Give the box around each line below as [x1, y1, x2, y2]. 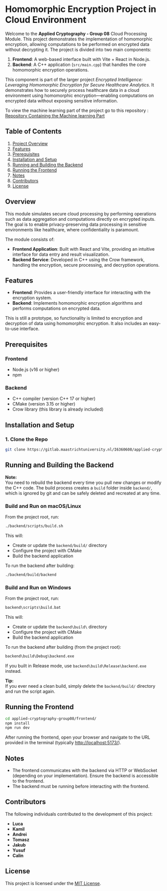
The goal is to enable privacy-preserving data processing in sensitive [5, 221, 147, 227]
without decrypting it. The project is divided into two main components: [5, 46, 152, 52]
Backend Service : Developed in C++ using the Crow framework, [12, 256, 145, 263]
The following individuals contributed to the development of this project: [5, 811, 153, 817]
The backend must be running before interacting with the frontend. [12, 783, 150, 790]
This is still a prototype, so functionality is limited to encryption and [5, 315, 143, 321]
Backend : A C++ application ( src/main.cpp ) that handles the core [12, 61, 147, 67]
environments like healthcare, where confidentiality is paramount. [5, 226, 139, 233]
